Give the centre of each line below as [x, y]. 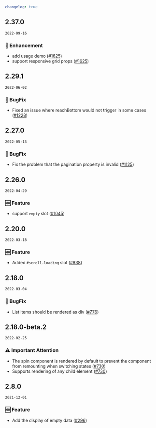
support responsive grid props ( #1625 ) [50, 61]
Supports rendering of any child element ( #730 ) [59, 371]
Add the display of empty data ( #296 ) [50, 420]
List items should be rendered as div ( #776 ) [55, 312]
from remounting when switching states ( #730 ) [59, 366]
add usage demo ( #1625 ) [37, 56]
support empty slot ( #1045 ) [38, 214]
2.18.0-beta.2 [26, 327]
